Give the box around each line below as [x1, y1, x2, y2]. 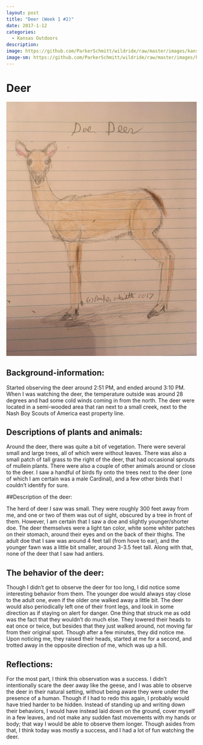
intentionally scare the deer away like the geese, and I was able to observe [6, 681, 192, 689]
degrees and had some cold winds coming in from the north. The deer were [6, 396, 195, 404]
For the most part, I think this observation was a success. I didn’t [6, 675, 167, 682]
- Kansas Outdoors [11, 35, 59, 42]
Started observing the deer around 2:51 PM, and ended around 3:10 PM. [6, 384, 185, 391]
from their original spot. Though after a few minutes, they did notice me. [6, 629, 185, 636]
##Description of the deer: [6, 493, 72, 500]
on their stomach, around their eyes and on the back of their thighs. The [6, 531, 185, 538]
